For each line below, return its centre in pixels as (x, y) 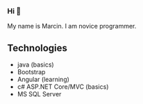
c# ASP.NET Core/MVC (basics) (63, 87)
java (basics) (35, 64)
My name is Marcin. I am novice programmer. (72, 26)
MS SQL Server (39, 94)
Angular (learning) (43, 80)
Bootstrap (31, 72)
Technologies (37, 48)
